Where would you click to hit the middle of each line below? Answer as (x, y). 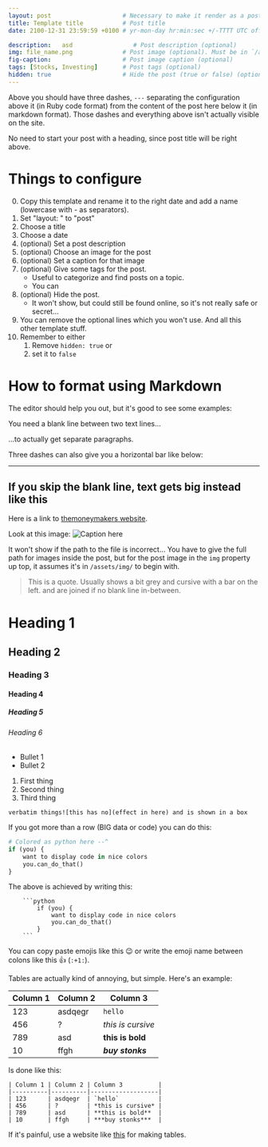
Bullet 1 (32, 757)
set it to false (54, 354)
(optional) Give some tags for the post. (83, 269)
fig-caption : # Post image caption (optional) (121, 60)
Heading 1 (42, 623)
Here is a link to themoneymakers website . (78, 519)
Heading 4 (26, 694)
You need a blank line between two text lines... (85, 423)
